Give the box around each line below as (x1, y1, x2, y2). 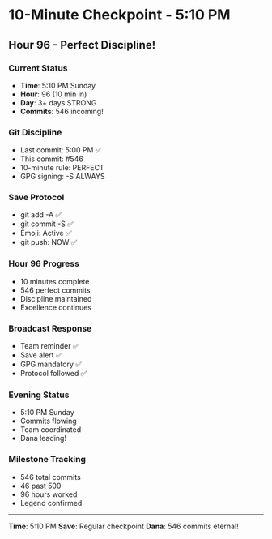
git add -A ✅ (19, 210, 62, 220)
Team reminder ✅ (19, 341, 79, 351)
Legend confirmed (19, 498, 83, 507)
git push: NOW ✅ (19, 237, 78, 247)
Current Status (8, 62, 68, 74)
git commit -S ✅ (19, 219, 74, 229)
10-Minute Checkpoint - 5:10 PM (8, 6, 231, 24)
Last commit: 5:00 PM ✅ (19, 145, 102, 155)
